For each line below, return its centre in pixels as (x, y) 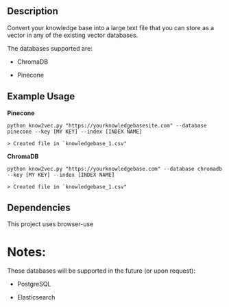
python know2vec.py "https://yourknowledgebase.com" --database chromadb (115, 169)
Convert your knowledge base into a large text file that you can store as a (111, 27)
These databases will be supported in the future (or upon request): (101, 271)
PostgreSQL (34, 284)
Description (33, 11)
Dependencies (39, 208)
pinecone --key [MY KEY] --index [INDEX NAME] (75, 132)
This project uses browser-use (50, 224)
